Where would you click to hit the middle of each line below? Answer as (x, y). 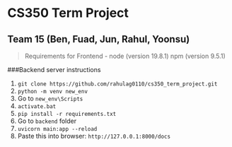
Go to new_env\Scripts (50, 98)
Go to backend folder (47, 121)
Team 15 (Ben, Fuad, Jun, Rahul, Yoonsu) (99, 39)
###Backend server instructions (54, 70)
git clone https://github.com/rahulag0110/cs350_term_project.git (117, 84)
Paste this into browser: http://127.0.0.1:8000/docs (94, 136)
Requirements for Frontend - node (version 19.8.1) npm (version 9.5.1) (125, 56)
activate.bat (37, 107)
